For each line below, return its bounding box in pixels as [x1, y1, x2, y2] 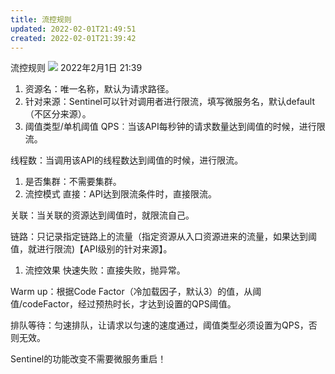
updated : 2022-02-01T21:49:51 [10, 24, 137, 34]
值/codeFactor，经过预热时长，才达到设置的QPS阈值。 [10, 298, 237, 310]
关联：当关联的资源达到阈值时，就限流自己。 [10, 209, 195, 221]
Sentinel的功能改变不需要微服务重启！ [10, 353, 167, 365]
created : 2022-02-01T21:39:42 [10, 33, 137, 43]
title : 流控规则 [10, 14, 72, 25]
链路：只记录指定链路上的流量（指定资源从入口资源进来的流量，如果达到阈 [10, 231, 317, 243]
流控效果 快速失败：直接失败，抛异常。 [24, 264, 186, 276]
